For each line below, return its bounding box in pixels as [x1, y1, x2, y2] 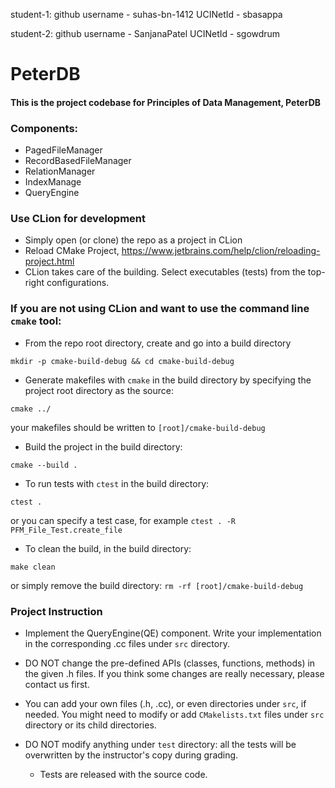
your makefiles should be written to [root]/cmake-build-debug [10, 421, 266, 433]
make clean [10, 562, 56, 572]
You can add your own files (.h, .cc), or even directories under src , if [24, 697, 307, 709]
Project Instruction [10, 604, 103, 618]
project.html [24, 255, 75, 268]
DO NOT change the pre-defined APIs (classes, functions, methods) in [24, 657, 316, 669]
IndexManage [24, 176, 82, 188]
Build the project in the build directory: [24, 440, 183, 453]
